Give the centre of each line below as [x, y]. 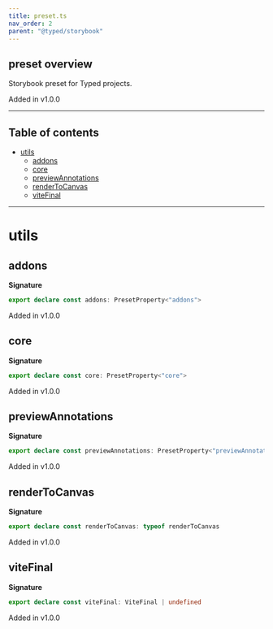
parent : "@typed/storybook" [56, 31]
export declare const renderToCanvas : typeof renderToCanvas [114, 527]
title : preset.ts [38, 16]
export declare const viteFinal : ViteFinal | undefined [105, 602]
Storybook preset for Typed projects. [70, 84]
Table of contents [54, 132]
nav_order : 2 [30, 24]
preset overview [51, 64]
